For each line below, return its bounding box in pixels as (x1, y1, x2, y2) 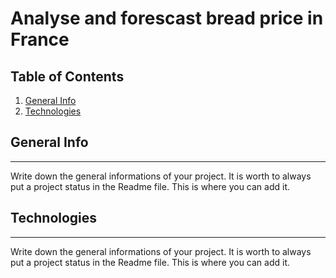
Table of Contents (10, 68, 125, 85)
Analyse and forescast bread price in (10, 7, 324, 30)
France (10, 28, 70, 51)
